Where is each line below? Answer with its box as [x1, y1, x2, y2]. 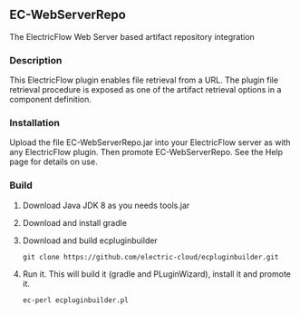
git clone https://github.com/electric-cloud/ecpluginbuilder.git [22, 252, 279, 261]
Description [9, 54, 63, 66]
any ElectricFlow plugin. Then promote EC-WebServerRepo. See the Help [9, 147, 284, 158]
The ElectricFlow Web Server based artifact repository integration [9, 31, 256, 42]
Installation [9, 117, 61, 130]
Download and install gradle [22, 217, 127, 228]
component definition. [9, 94, 92, 105]
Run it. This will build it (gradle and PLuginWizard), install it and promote [22, 268, 292, 280]
